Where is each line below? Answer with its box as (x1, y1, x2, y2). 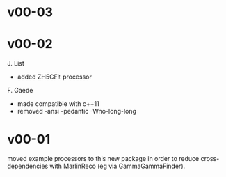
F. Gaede (7, 86, 33, 95)
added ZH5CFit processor (17, 72, 92, 81)
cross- (200, 155, 220, 163)
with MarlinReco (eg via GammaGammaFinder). (49, 162, 186, 171)
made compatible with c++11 (17, 100, 99, 108)
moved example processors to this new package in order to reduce (7, 155, 200, 163)
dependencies (7, 162, 49, 171)
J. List (7, 59, 24, 68)
